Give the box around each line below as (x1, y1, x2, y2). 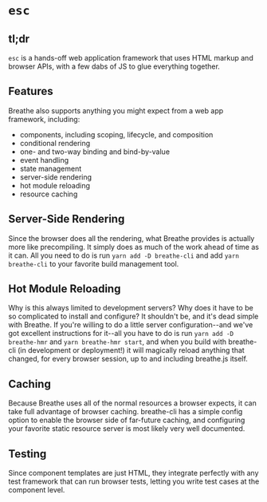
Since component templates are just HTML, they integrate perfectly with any (8, 468, 259, 478)
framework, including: (8, 114, 80, 124)
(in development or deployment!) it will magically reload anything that (17, 346, 245, 355)
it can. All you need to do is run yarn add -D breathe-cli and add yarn (8, 251, 239, 260)
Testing (8, 447, 47, 460)
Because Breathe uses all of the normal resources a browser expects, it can (8, 398, 257, 408)
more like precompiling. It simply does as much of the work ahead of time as (8, 242, 259, 251)
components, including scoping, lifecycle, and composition (19, 129, 214, 139)
